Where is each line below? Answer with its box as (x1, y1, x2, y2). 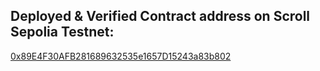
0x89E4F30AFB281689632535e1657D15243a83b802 (10, 50, 232, 62)
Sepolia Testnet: (10, 24, 115, 41)
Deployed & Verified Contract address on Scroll (10, 8, 311, 25)
